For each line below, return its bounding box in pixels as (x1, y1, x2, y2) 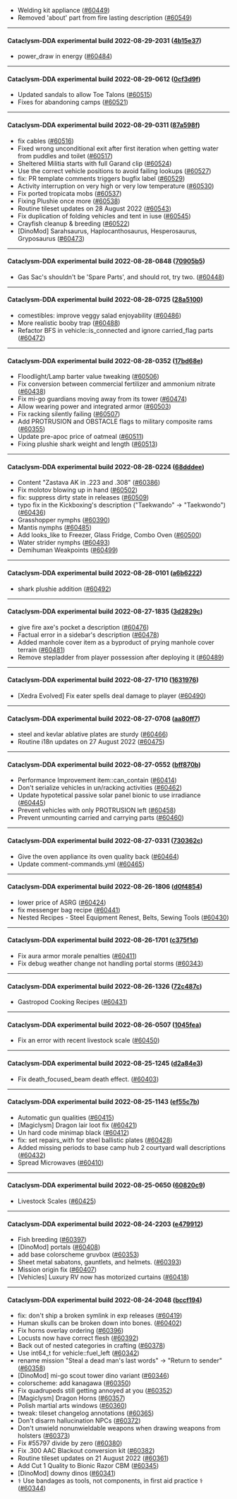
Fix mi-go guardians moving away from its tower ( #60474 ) (17, 395, 188, 404)
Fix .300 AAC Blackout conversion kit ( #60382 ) (17, 1447, 155, 1455)
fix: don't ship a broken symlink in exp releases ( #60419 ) (17, 1311, 183, 1320)
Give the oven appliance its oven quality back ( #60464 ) (17, 852, 180, 861)
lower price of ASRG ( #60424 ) (17, 898, 107, 907)
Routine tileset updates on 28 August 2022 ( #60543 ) (17, 204, 171, 213)
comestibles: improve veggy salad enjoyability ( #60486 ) (17, 311, 182, 320)
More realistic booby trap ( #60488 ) (17, 319, 121, 327)
